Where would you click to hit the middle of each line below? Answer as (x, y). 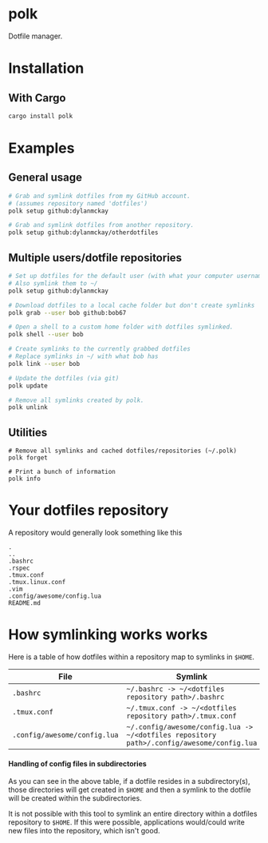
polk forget (28, 458)
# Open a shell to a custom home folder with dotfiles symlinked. (121, 327)
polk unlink (28, 408)
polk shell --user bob (46, 335)
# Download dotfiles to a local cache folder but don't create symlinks (132, 305)
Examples (41, 148)
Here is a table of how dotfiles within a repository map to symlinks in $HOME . (132, 657)
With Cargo (37, 98)
